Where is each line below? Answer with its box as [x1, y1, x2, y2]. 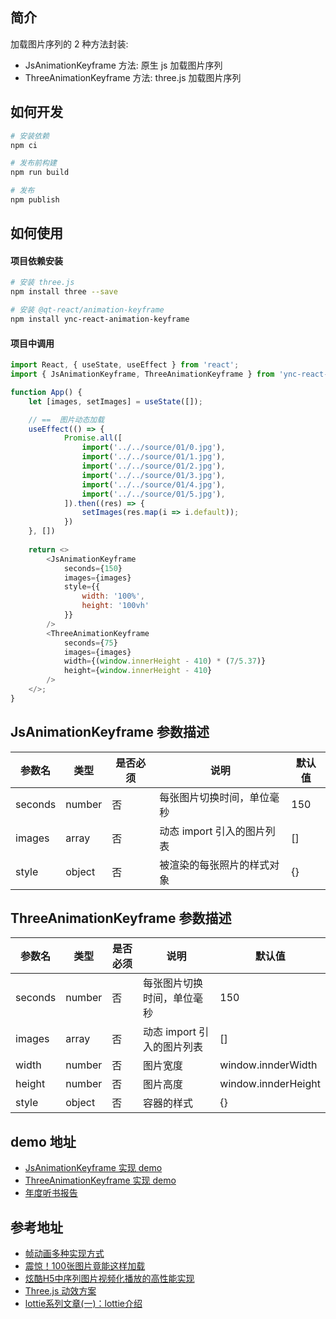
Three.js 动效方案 [24, 1285, 97, 1297]
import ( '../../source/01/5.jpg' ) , [81, 489, 226, 499]
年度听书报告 [24, 1187, 78, 1199]
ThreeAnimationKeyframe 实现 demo [24, 1174, 177, 1187]
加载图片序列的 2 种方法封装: [10, 38, 129, 50]
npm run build [10, 168, 70, 178]
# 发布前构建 [10, 158, 57, 168]
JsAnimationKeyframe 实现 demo [24, 1162, 163, 1174]
